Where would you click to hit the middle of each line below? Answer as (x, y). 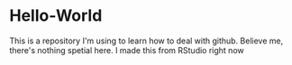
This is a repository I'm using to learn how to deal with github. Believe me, (146, 41)
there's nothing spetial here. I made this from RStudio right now (127, 50)
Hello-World (56, 16)
